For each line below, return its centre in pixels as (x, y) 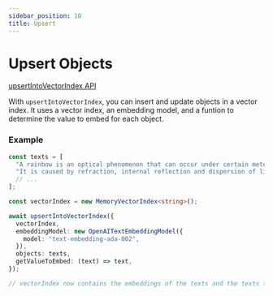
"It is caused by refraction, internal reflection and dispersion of (136, 172)
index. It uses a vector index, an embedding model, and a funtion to (121, 110)
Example (26, 140)
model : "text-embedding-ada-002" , (81, 239)
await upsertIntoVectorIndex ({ (61, 216)
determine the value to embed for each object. (86, 119)
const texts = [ (36, 157)
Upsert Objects (61, 64)
